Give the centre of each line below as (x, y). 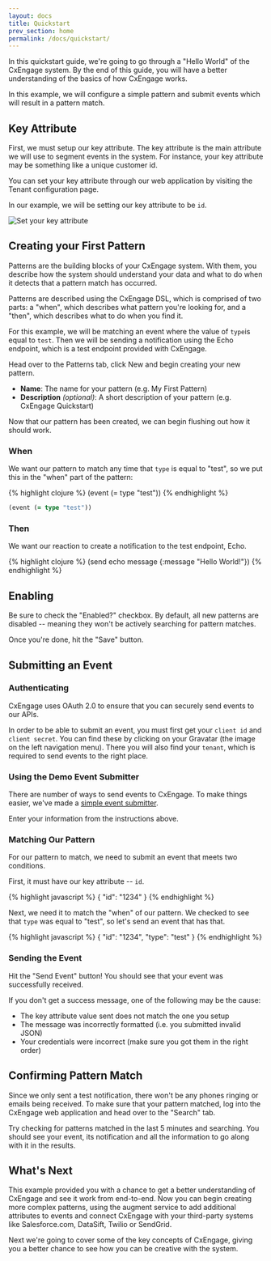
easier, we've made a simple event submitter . (84, 803)
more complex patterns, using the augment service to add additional (122, 1208)
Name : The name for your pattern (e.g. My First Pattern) (114, 388)
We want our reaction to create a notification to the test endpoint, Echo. (127, 546)
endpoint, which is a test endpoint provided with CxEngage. (108, 348)
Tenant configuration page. (54, 189)
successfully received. (46, 984)
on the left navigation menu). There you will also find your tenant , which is (132, 747)
